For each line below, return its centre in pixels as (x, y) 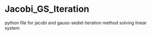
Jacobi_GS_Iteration (47, 9)
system (12, 28)
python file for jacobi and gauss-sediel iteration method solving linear (76, 23)
